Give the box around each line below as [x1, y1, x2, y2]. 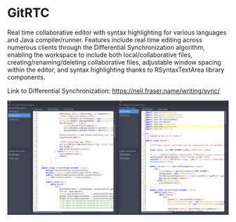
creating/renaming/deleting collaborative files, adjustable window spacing [7, 58, 221, 66]
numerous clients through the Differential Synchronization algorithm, [7, 43, 205, 51]
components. [7, 72, 46, 81]
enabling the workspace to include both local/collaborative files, [7, 51, 193, 59]
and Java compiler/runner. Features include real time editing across [7, 35, 202, 44]
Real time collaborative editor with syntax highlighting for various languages [7, 28, 227, 37]
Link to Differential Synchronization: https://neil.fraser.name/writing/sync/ [7, 86, 220, 95]
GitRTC [7, 5, 50, 21]
